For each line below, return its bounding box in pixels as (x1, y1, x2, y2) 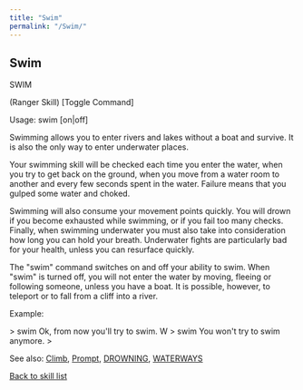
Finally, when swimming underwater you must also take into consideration (9, 225, 286, 236)
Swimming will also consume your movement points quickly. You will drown (9, 206, 291, 217)
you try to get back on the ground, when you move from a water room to (9, 169, 279, 180)
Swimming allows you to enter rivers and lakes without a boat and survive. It (9, 132, 294, 143)
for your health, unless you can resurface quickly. (9, 244, 195, 255)
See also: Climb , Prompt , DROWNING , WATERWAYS (9, 353, 203, 364)
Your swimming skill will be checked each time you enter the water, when (9, 160, 283, 171)
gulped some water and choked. (9, 188, 131, 200)
